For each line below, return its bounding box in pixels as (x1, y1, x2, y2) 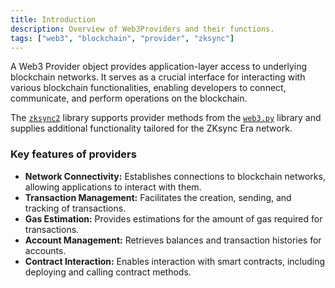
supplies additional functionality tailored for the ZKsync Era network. (10, 122, 293, 135)
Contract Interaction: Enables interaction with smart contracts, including (24, 255, 326, 267)
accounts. (24, 244, 67, 256)
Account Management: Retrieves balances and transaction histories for (24, 234, 322, 246)
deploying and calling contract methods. (24, 266, 192, 278)
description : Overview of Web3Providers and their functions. (10, 24, 275, 34)
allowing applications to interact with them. (24, 181, 202, 193)
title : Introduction (10, 14, 97, 25)
